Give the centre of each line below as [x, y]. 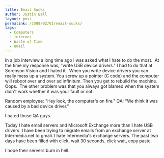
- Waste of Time [26, 42]
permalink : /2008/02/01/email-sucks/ [44, 23]
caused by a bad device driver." [37, 106]
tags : [11, 28]
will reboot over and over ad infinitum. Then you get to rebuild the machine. [81, 81]
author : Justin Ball [26, 14]
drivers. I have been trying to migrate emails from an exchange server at [78, 130]
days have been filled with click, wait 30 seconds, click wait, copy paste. [79, 141]
